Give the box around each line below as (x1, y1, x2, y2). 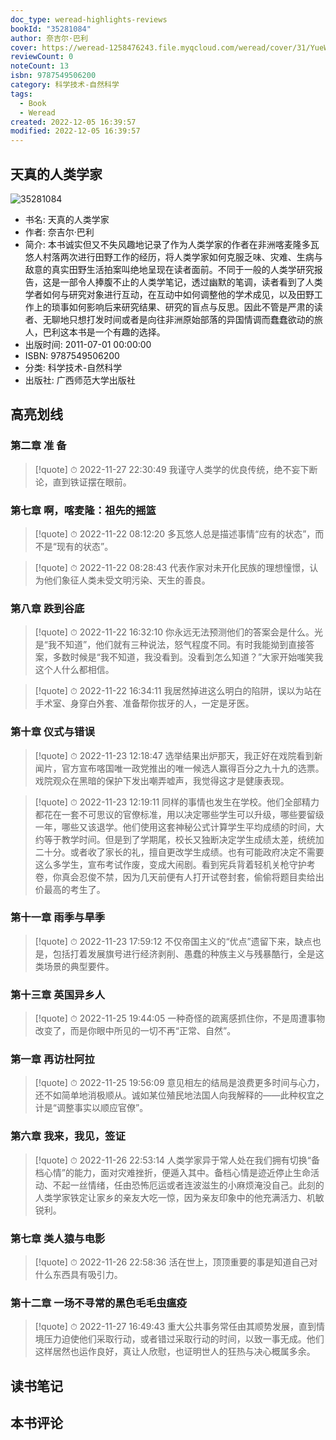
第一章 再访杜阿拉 (10, 1052, 95, 1066)
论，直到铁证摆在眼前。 (34, 476, 132, 488)
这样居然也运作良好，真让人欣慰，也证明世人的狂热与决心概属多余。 (34, 1346, 316, 1358)
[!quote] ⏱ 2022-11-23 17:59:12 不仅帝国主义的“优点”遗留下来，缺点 (34, 935, 313, 947)
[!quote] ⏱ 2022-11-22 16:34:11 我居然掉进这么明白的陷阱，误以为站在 (34, 685, 322, 697)
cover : (10, 42, 38, 53)
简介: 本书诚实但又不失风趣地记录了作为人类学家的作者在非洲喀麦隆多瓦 (24, 238, 320, 250)
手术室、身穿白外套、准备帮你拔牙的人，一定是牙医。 (34, 697, 255, 710)
